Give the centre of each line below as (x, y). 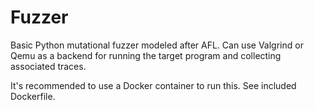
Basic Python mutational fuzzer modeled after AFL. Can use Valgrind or (157, 45)
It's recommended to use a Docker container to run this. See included (153, 85)
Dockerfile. (33, 96)
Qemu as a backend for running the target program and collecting (146, 55)
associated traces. (48, 66)
